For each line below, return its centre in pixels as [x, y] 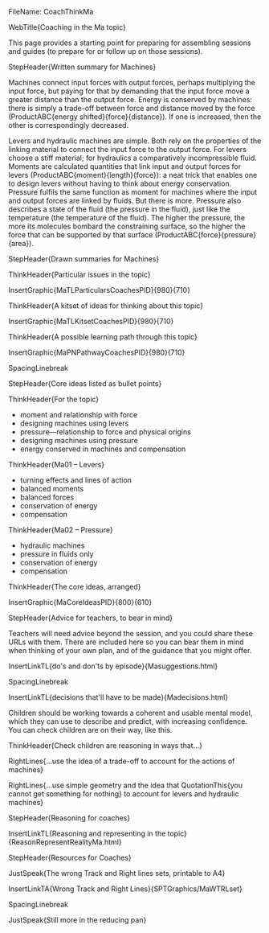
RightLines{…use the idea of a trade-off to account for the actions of [122, 761]
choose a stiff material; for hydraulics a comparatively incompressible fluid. [132, 158]
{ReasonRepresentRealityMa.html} [65, 842]
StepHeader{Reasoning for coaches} [69, 818]
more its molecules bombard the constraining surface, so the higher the [127, 226]
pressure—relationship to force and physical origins [105, 432]
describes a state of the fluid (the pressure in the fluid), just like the [119, 209]
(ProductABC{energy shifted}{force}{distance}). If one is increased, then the [135, 117]
